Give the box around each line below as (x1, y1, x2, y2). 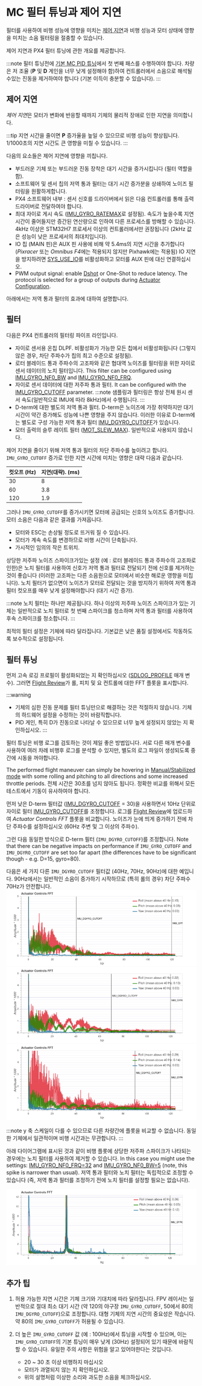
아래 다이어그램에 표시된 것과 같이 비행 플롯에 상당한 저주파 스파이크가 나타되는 (6, 1147, 192, 1154)
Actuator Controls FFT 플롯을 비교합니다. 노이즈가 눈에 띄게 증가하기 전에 (12, 815, 187, 823)
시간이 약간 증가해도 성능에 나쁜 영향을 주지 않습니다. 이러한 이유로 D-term (14, 411, 191, 418)
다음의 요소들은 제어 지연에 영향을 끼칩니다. (6, 152, 108, 159)
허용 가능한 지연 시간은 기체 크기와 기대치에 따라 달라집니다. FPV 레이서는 (14, 1295, 188, 1303)
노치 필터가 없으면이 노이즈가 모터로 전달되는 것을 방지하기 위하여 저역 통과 (21, 580, 197, 587)
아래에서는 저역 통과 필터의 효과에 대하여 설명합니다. (6, 295, 128, 302)
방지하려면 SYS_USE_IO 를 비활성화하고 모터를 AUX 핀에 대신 (21, 255, 165, 262)
